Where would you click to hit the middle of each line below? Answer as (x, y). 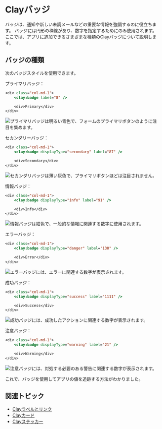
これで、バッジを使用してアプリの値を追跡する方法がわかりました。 (74, 379)
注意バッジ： (18, 331)
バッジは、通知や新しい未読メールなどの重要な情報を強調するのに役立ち (79, 24)
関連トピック (25, 396)
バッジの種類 (25, 60)
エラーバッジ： (20, 234)
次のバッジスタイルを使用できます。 (42, 73)
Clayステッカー (28, 421)
